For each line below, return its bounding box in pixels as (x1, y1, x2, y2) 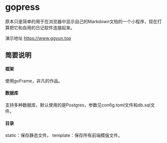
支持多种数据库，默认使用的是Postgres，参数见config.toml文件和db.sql (5, 102, 151, 108)
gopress (5, 1, 40, 13)
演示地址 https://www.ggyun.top (5, 35, 71, 41)
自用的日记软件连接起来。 (22, 24, 75, 31)
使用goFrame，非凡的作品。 (5, 78, 63, 84)
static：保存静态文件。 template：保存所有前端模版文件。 (5, 132, 123, 138)
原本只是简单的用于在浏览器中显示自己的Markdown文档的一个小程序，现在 (5, 18, 158, 24)
